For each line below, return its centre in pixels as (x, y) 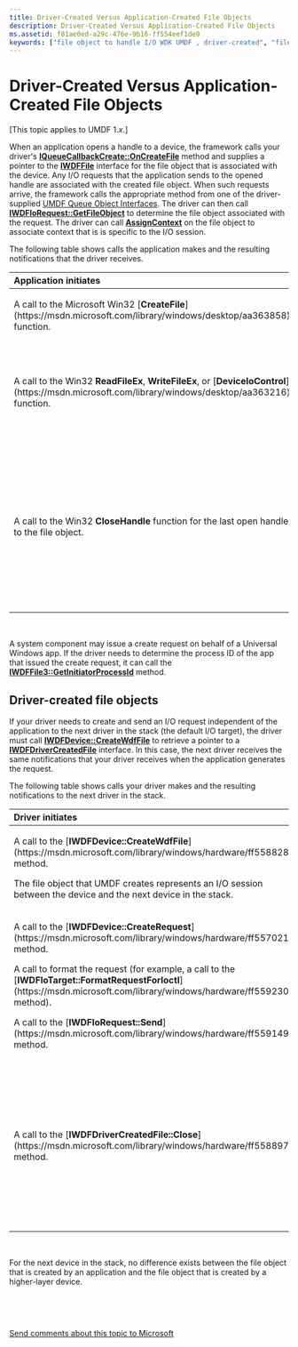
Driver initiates (46, 817)
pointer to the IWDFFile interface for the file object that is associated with (143, 166)
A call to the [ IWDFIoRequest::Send (88, 1022)
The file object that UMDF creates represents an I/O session (138, 883)
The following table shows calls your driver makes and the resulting (133, 786)
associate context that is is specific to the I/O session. (108, 232)
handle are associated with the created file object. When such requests (139, 185)
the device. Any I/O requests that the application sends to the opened (136, 175)
